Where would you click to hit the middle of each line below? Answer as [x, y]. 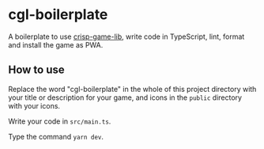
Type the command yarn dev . [56, 136]
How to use [36, 70]
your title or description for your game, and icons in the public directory [125, 97]
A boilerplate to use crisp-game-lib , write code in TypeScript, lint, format [126, 36]
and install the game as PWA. [56, 44]
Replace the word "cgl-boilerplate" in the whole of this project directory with [132, 89]
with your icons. [34, 105]
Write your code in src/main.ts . [60, 121]
